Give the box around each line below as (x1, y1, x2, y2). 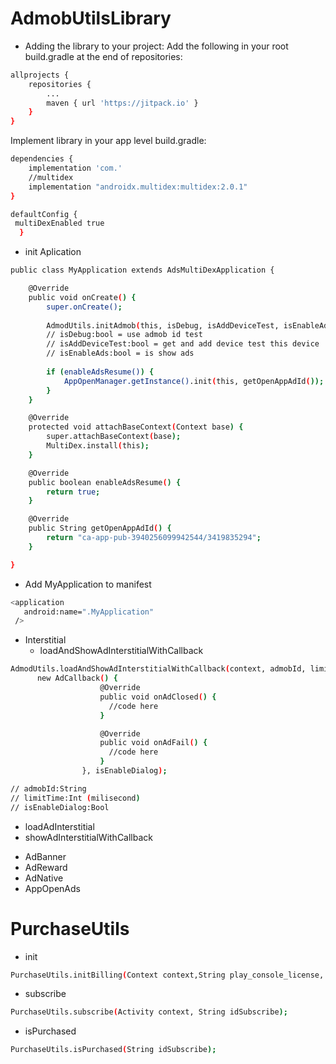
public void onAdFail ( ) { (99, 738, 208, 748)
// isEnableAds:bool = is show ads (46, 348, 195, 359)
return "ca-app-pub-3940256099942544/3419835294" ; (46, 533, 262, 543)
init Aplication (24, 246, 82, 258)
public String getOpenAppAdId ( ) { (28, 523, 172, 534)
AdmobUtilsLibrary (10, 7, 172, 30)
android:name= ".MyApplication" (23, 607, 155, 617)
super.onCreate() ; (46, 302, 123, 312)
